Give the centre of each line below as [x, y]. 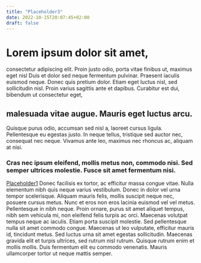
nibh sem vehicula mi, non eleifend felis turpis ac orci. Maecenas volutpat [97, 215]
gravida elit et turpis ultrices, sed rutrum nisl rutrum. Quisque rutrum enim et [100, 241]
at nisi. [14, 147]
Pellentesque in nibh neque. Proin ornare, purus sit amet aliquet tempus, [95, 209]
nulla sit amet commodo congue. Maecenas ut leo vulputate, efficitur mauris [100, 228]
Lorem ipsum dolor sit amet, [77, 53]
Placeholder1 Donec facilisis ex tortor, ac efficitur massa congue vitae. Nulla [100, 183]
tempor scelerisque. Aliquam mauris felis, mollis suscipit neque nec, [90, 196]
